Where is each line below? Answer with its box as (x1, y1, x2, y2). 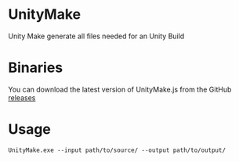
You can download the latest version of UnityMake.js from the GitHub (8, 85, 232, 94)
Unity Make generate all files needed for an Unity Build (8, 31, 185, 41)
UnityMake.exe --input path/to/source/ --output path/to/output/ (8, 146, 226, 154)
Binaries (8, 59, 63, 77)
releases (8, 92, 36, 103)
